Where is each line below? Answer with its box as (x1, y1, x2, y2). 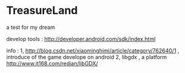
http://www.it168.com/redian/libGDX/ (6, 60, 99, 67)
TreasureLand (6, 4, 78, 17)
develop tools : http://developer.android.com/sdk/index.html (6, 35, 156, 42)
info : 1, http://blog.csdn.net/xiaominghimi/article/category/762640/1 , (6, 46, 180, 54)
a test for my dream (6, 24, 56, 31)
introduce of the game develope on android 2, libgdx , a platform (6, 53, 167, 60)
